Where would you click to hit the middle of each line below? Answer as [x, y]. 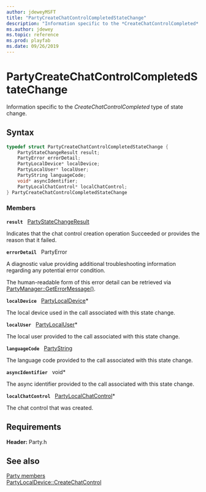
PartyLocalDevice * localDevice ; [59, 164]
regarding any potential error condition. [56, 270]
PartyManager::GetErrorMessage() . [51, 289]
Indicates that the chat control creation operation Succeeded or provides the [103, 233]
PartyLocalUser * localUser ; [53, 170]
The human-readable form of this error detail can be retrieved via [89, 282]
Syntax [20, 133]
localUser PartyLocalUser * [42, 324]
